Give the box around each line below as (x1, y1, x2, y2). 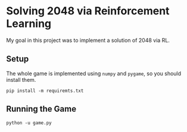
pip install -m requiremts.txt (6, 88, 84, 94)
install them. (6, 76, 36, 83)
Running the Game (6, 104, 76, 114)
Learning (6, 17, 52, 30)
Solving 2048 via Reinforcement (6, 4, 170, 18)
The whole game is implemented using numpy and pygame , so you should (6, 70, 182, 77)
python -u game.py (6, 119, 52, 126)
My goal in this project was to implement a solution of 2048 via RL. (6, 36, 170, 44)
